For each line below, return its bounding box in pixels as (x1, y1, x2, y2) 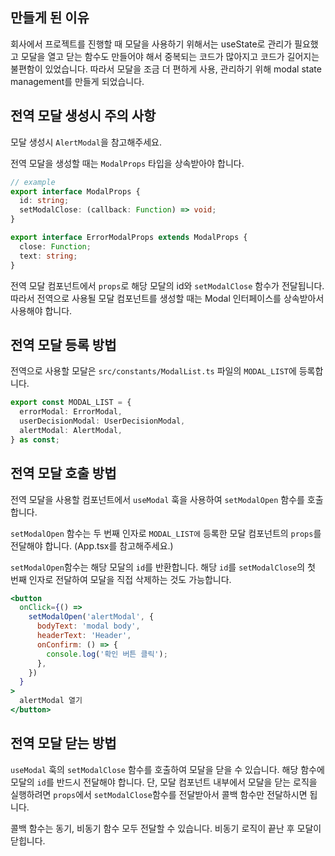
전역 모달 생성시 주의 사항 (10, 108, 157, 125)
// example (10, 177, 56, 187)
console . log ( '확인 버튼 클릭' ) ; (46, 649, 168, 659)
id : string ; (19, 196, 70, 206)
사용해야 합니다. (10, 304, 73, 317)
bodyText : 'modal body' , (36, 621, 141, 632)
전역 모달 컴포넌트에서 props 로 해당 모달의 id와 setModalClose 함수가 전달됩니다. (10, 279, 325, 292)
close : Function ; (19, 241, 92, 252)
